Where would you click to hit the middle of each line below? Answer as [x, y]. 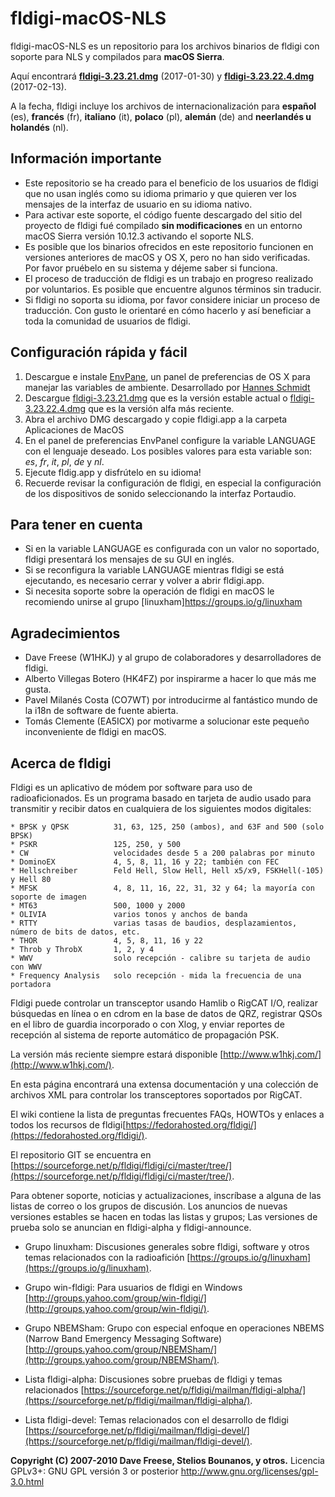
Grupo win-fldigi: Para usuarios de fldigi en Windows [133, 1287]
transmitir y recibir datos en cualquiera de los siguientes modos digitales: [161, 808]
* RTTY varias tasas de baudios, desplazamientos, [154, 923]
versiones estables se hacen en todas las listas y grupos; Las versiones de [164, 1216]
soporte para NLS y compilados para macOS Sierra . [117, 56]
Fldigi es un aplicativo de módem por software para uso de [131, 787]
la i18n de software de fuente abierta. [101, 711]
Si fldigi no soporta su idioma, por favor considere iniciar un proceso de [172, 299]
